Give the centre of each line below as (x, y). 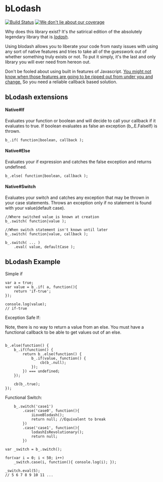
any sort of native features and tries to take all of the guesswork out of (76, 51)
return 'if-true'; (32, 291)
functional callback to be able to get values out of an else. (63, 332)
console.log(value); (26, 304)
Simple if (14, 274)
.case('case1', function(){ (51, 428)
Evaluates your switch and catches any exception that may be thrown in (77, 197)
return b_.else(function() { (52, 354)
